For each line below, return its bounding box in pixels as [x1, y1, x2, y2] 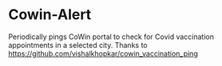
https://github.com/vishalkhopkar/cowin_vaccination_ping [8, 49, 198, 58]
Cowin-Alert [8, 6, 92, 24]
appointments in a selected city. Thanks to [8, 40, 148, 49]
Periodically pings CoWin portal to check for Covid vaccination [8, 32, 214, 41]
